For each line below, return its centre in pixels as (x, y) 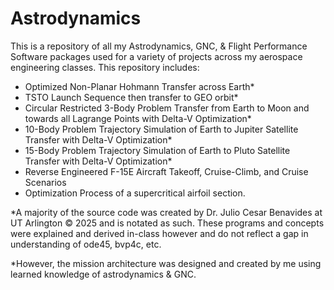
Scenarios (45, 182)
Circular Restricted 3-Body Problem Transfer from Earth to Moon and (167, 108)
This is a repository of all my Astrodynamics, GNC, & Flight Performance (159, 46)
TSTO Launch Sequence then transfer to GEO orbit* (131, 97)
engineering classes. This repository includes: (105, 67)
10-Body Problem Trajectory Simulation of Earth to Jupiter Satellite (161, 129)
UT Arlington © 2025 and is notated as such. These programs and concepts (167, 223)
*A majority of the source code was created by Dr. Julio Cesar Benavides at (166, 212)
